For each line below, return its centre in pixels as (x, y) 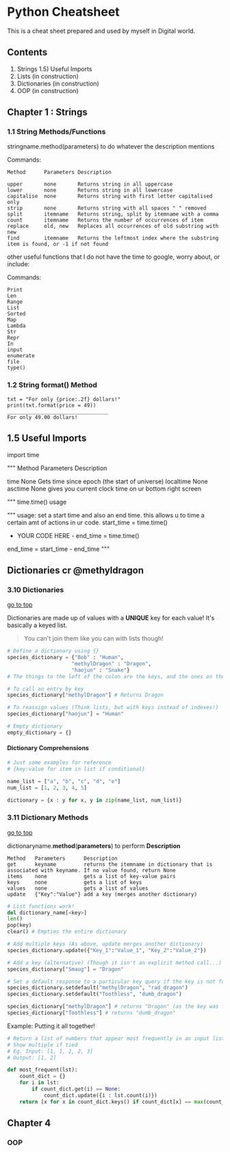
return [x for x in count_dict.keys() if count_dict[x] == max (112, 1102)
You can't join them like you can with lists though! (94, 639)
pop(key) (20, 925)
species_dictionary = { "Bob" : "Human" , (66, 658)
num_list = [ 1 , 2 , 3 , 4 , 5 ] (47, 788)
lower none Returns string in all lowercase (90, 190)
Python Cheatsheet (63, 12)
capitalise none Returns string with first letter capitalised (110, 196)
